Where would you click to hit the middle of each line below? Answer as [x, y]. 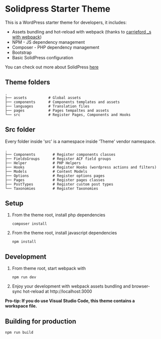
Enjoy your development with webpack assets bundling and [71, 286]
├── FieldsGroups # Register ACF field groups [58, 159]
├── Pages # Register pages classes [55, 180]
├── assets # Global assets [43, 98]
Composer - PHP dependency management [56, 47]
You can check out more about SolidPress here [52, 67]
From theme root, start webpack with [49, 269]
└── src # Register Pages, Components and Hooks [68, 115]
